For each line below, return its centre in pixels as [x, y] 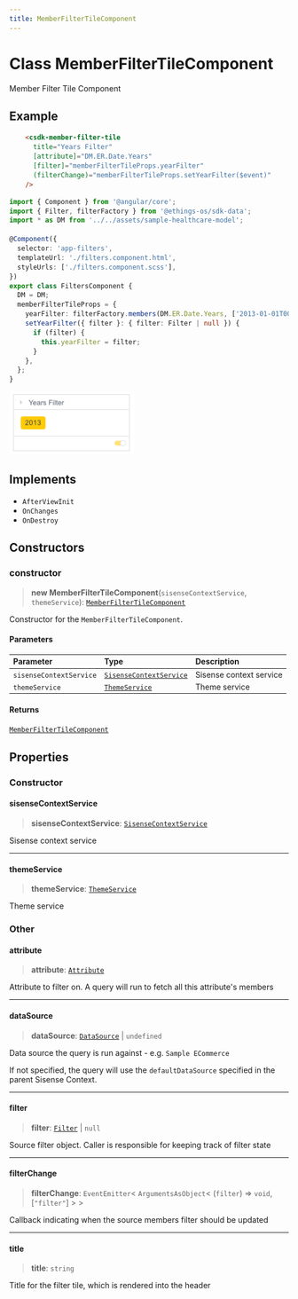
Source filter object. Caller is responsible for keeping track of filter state [140, 1145]
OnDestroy [40, 520]
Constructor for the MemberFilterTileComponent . [96, 619]
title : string [52, 1268]
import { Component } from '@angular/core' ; [93, 201]
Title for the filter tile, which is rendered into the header [110, 1286]
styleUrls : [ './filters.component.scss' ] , [97, 267]
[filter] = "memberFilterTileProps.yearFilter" [118, 166]
